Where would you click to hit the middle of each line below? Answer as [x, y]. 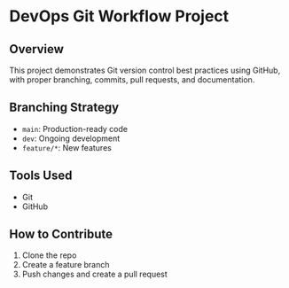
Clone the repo [49, 255]
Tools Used [41, 176]
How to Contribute [61, 234]
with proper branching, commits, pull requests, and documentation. [132, 80]
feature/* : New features [67, 147]
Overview [37, 49]
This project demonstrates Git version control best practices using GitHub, [145, 70]
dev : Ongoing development [71, 138]
